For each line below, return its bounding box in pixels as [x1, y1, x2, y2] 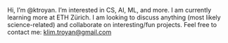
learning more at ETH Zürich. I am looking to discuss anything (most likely [7, 13, 221, 21]
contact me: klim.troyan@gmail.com [7, 28, 112, 36]
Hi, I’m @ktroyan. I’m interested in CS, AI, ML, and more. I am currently [7, 6, 212, 14]
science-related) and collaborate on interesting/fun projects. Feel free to [7, 21, 217, 28]
